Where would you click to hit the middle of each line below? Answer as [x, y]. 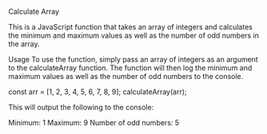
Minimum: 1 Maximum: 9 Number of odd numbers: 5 [94, 122]
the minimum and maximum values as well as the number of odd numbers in [134, 35]
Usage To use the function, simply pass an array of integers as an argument [133, 59]
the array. [24, 44]
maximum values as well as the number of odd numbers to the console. [126, 76]
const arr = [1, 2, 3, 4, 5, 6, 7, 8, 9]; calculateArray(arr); [98, 92]
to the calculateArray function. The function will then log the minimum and [130, 68]
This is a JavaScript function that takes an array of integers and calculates [131, 27]
